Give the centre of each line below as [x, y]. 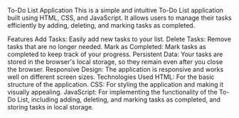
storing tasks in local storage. [51, 107]
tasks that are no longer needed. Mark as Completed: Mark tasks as [107, 47]
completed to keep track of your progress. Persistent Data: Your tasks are [115, 54]
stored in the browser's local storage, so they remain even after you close [115, 62]
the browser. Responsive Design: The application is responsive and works [116, 69]
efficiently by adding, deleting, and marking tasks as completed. [101, 25]
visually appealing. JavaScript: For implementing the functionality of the [113, 92]
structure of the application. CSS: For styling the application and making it [116, 84]
